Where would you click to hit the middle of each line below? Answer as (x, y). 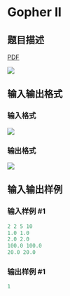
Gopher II (34, 12)
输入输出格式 (35, 94)
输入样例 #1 (26, 211)
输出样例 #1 (26, 271)
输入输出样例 (35, 190)
